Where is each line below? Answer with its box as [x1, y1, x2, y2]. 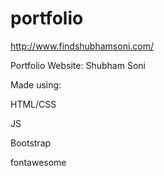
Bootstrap [10, 137, 52, 149]
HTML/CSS [10, 98, 57, 110]
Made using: [10, 78, 62, 91]
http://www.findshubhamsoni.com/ [10, 40, 155, 52]
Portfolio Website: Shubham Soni [10, 59, 146, 71]
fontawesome [10, 156, 67, 168]
